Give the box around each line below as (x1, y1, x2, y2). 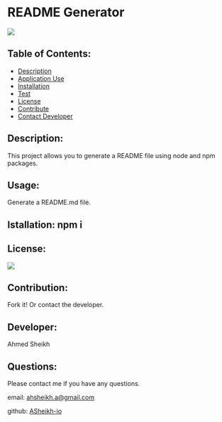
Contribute (17, 104, 50, 113)
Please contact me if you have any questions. (7, 379, 140, 388)
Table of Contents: (7, 48, 91, 60)
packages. (7, 159, 38, 167)
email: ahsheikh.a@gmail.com (7, 393, 94, 401)
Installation (17, 82, 50, 90)
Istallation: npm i (7, 218, 83, 231)
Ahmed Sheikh (7, 340, 50, 348)
